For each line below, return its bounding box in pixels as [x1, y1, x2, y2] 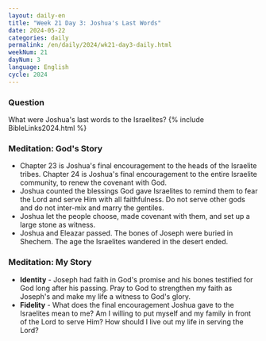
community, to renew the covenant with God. [19, 178, 168, 187]
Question [8, 97, 45, 108]
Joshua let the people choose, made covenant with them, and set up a [19, 212, 250, 221]
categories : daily [8, 33, 69, 42]
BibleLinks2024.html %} [8, 123, 87, 132]
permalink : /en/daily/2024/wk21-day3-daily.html [8, 41, 172, 49]
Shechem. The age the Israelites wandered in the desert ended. [19, 237, 229, 247]
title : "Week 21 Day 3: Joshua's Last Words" [8, 19, 161, 27]
